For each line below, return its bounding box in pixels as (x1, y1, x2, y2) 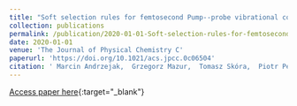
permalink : (9, 29, 49, 38)
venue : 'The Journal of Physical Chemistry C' (9, 46, 184, 55)
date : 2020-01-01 (9, 37, 73, 47)
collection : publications (9, 21, 104, 30)
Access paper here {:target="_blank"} (9, 86, 145, 97)
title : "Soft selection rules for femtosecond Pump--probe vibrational (9, 12, 278, 22)
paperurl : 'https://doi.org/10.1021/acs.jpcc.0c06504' (9, 54, 216, 63)
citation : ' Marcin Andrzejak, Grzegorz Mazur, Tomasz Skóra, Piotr (9, 63, 278, 72)
